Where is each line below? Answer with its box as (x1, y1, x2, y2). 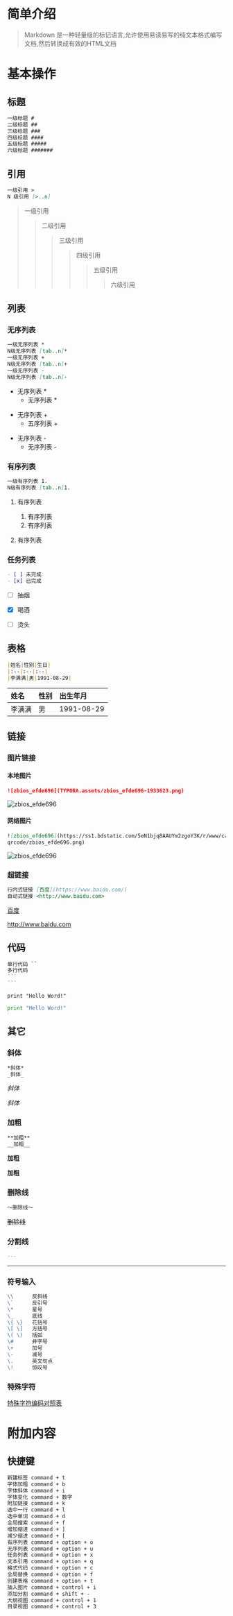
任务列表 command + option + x (7, 1551, 94, 1558)
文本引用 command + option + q (7, 1558, 94, 1565)
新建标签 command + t (7, 1474, 66, 1481)
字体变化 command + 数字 (7, 1493, 73, 1501)
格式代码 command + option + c (7, 1565, 94, 1572)
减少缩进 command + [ (7, 1532, 66, 1539)
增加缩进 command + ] (7, 1526, 66, 1533)
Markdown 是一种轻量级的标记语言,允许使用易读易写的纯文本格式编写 (24, 31, 223, 39)
